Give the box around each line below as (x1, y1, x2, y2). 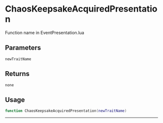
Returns (5, 70, 30, 78)
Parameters (5, 44, 41, 52)
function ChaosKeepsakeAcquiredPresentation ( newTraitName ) (5, 108, 127, 113)
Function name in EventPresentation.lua (5, 30, 84, 35)
